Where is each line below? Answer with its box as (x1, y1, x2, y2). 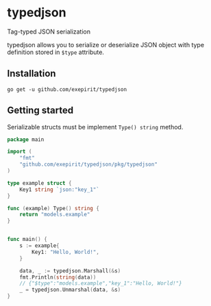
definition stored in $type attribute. (7, 48, 105, 56)
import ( (7, 149, 32, 155)
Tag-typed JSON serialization (7, 27, 91, 36)
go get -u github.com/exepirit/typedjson (7, 86, 127, 93)
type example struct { (7, 179, 72, 186)
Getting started (7, 105, 74, 116)
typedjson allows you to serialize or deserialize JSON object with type (7, 40, 204, 49)
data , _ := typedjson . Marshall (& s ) (19, 267, 121, 275)
